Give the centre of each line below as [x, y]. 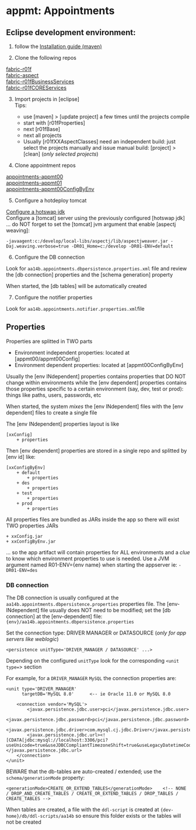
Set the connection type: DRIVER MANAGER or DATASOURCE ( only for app [96, 633]
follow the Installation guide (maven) [58, 46]
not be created [24, 822]
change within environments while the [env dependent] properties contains [96, 382]
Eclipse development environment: [71, 32]
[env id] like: [21, 457]
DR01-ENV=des [22, 570]
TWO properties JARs [32, 526]
